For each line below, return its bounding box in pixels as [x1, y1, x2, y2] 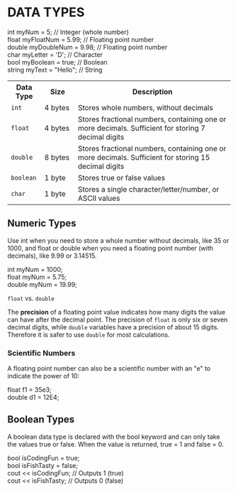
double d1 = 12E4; [7, 393, 59, 402]
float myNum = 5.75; [7, 273, 67, 281]
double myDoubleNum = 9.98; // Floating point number [7, 43, 168, 51]
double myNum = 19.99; [7, 280, 78, 288]
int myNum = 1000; [7, 265, 63, 273]
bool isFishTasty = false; [7, 461, 78, 469]
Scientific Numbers [7, 348, 76, 358]
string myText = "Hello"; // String [7, 65, 103, 74]
